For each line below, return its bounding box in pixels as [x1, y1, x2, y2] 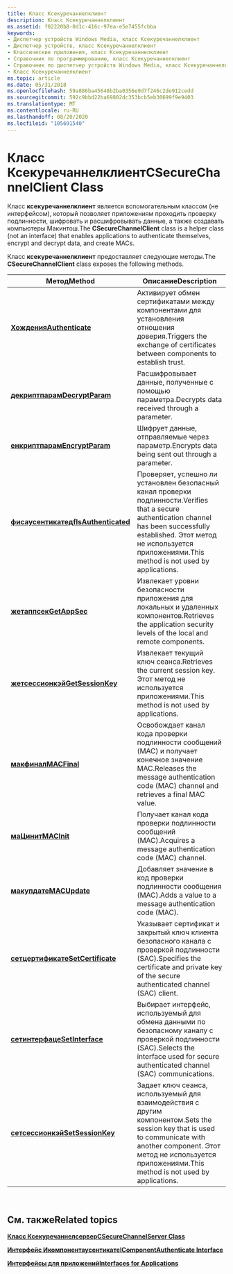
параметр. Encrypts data [137, 441, 218, 451]
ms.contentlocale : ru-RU [7, 107, 79, 114]
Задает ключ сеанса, [137, 1080, 208, 1090]
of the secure [137, 971, 180, 981]
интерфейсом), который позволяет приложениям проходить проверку [7, 210, 217, 218]
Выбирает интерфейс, [137, 1000, 212, 1009]
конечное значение [137, 755, 203, 764]
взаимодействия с [137, 1098, 200, 1107]
